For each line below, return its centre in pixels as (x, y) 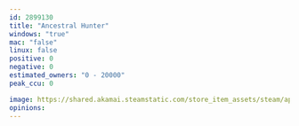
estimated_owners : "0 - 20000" (67, 75)
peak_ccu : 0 (31, 83)
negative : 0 (31, 67)
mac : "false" (33, 42)
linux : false (33, 51)
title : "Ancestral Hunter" (59, 26)
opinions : (28, 107)
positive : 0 (31, 59)
